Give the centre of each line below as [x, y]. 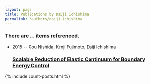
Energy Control [31, 65]
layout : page [18, 10]
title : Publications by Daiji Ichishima [47, 14]
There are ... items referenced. [42, 36]
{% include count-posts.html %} [38, 76]
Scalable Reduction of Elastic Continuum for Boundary [79, 59]
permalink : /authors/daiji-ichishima [44, 19]
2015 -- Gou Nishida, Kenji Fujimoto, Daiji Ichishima [64, 47]
